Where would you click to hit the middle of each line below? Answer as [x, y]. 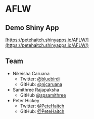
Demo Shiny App [32, 28]
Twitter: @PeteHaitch [42, 106]
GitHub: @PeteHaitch [42, 111]
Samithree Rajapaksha [36, 90]
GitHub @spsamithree [43, 95]
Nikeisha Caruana [31, 73]
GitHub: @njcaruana [41, 84]
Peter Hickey [26, 100]
